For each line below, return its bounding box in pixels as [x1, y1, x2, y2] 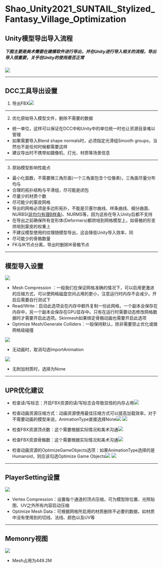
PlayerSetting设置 [5, 473, 60, 482]
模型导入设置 [5, 262, 44, 270]
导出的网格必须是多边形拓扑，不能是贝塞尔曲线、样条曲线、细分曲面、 [12, 205, 153, 211]
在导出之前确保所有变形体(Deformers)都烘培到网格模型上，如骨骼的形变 [12, 217, 156, 224]
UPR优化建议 [5, 386, 44, 394]
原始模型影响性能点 [12, 165, 51, 171]
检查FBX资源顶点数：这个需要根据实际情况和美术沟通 [12, 426, 118, 432]
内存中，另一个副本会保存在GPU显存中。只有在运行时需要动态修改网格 [12, 309, 153, 315]
